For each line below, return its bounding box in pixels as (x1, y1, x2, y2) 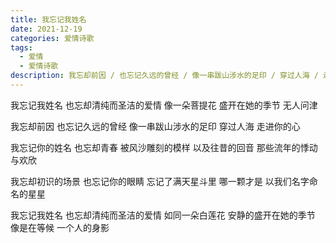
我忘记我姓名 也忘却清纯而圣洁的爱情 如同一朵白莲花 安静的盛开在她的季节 (10, 209, 316, 221)
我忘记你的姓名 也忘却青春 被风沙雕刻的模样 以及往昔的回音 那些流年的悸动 (10, 141, 318, 153)
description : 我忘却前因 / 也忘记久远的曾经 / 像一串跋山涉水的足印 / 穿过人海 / (10, 71, 319, 81)
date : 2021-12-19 (10, 24, 83, 34)
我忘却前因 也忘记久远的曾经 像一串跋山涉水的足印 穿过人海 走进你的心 (10, 120, 301, 132)
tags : (10, 42, 33, 53)
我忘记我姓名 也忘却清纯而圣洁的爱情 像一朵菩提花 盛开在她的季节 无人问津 (10, 99, 318, 111)
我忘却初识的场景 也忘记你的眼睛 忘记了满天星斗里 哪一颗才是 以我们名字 (10, 175, 310, 187)
